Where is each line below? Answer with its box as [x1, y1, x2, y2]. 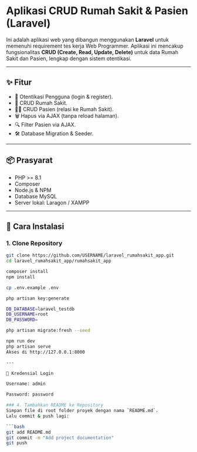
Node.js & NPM [14, 187, 52, 194]
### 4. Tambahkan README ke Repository [6, 402, 104, 408]
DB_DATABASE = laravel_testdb [6, 306, 75, 312]
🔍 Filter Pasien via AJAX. [14, 121, 76, 128]
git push [6, 440, 28, 446]
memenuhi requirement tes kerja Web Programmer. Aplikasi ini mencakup [6, 42, 184, 49]
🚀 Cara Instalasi [6, 221, 64, 231]
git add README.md [6, 429, 51, 435]
